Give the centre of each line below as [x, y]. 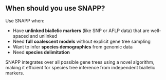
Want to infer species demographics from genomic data [72, 47]
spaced [21, 36]
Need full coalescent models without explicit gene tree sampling [81, 41]
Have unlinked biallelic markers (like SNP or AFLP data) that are [81, 31]
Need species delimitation [41, 52]
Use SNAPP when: [25, 20]
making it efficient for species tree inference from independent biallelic [80, 67]
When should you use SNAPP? [55, 8]
